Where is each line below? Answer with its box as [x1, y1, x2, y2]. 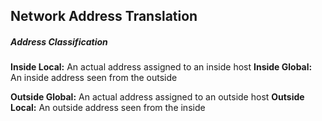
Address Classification [10, 35, 108, 48]
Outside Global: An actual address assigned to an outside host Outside [10, 91, 305, 103]
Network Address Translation [10, 8, 198, 25]
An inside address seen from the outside [10, 72, 178, 84]
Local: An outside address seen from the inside [10, 102, 206, 114]
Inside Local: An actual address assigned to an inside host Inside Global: [10, 61, 313, 73]
